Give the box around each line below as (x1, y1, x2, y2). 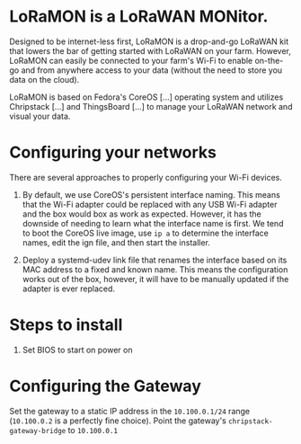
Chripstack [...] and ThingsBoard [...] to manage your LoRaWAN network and (9, 101, 293, 111)
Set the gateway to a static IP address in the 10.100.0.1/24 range (9, 405, 251, 416)
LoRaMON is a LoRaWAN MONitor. (9, 6, 269, 27)
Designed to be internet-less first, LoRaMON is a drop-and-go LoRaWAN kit (9, 36, 289, 47)
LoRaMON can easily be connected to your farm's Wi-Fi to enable (9, 55, 253, 66)
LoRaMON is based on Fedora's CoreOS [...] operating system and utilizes (9, 92, 284, 102)
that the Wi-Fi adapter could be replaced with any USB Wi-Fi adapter (22, 199, 278, 209)
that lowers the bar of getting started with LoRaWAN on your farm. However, (9, 45, 292, 56)
